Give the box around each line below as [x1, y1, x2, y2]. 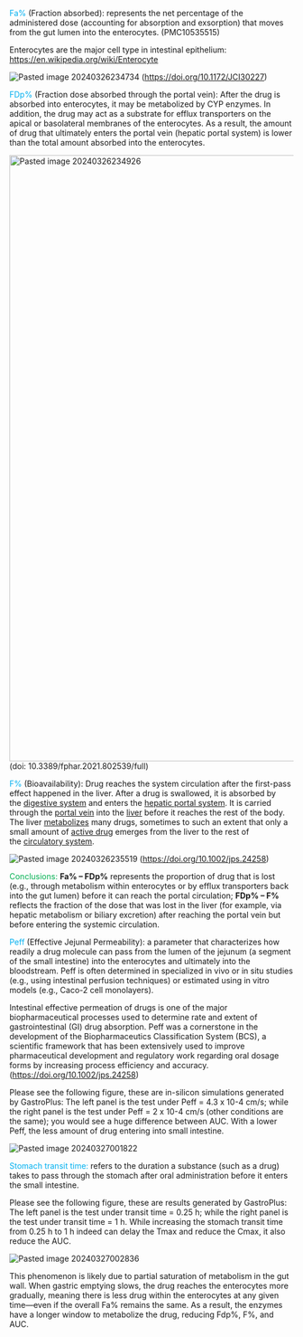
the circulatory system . [9, 836, 95, 847]
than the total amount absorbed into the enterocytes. [9, 137, 206, 147]
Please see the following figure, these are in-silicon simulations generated [9, 1087, 284, 1097]
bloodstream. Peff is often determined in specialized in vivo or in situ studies [9, 965, 293, 976]
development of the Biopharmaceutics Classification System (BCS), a [9, 1031, 267, 1041]
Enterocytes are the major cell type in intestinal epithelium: [9, 44, 227, 55]
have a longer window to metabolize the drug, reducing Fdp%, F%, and [9, 1309, 274, 1320]
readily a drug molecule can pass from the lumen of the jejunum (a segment [9, 946, 291, 957]
